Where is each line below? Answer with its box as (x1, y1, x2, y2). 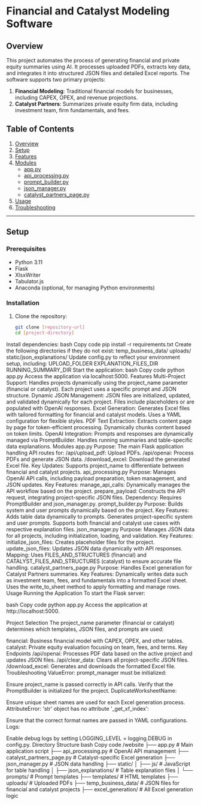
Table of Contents (6, 124, 75, 134)
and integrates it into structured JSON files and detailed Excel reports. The (6, 70, 190, 76)
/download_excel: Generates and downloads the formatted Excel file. (6, 662, 176, 670)
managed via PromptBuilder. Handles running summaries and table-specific (6, 436, 193, 444)
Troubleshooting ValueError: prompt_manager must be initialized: (6, 669, 167, 676)
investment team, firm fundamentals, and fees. (14, 107, 130, 113)
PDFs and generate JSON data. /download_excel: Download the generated (6, 455, 190, 463)
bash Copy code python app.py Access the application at (6, 601, 148, 608)
